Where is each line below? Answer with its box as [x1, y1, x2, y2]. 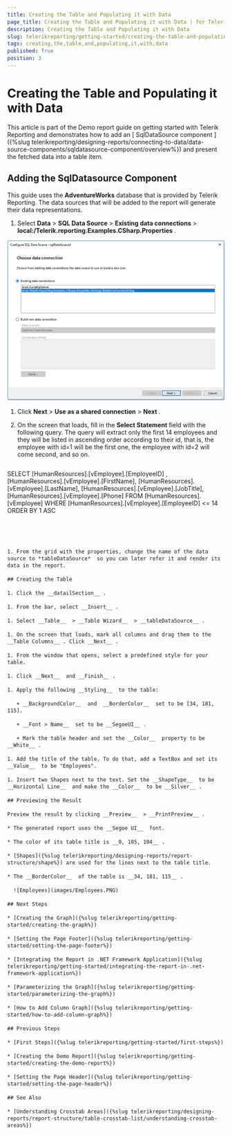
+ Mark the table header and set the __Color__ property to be [16, 735, 206, 742]
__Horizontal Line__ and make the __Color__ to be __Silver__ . [7, 783, 202, 790]
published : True [7, 48, 54, 55]
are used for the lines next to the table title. [66, 859, 212, 866]
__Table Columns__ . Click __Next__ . [7, 638, 119, 645]
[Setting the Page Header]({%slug [13, 1073, 113, 1080]
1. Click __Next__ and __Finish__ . [7, 673, 116, 679]
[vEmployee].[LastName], [7, 484, 80, 492]
